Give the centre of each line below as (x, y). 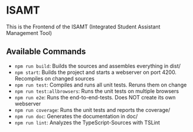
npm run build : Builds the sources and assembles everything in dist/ (98, 66)
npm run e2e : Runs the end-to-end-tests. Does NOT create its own (95, 97)
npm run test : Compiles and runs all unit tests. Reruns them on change (101, 85)
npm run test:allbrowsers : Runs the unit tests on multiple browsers (97, 91)
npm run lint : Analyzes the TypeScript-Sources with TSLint (87, 123)
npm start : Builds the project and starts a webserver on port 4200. (96, 72)
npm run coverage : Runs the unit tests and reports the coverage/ (92, 110)
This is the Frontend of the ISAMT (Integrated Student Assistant (83, 27)
